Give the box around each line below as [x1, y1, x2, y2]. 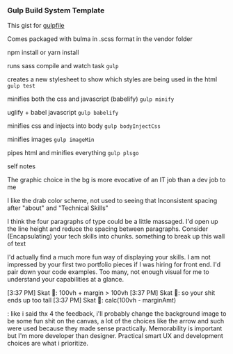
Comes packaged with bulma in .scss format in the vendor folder [7, 35, 193, 43]
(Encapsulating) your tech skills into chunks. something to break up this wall [7, 232, 225, 241]
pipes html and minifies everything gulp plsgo [7, 149, 139, 157]
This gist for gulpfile [7, 22, 65, 30]
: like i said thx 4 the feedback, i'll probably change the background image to [7, 309, 227, 318]
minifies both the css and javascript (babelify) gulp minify [7, 95, 175, 103]
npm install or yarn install [7, 48, 79, 57]
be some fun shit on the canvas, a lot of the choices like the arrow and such [7, 317, 225, 325]
